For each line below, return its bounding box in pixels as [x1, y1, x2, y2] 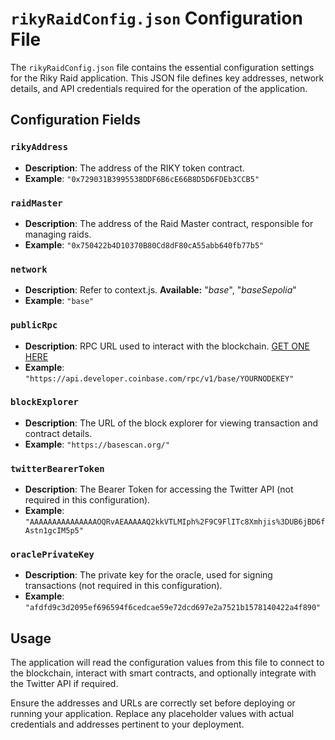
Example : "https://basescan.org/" [24, 438, 170, 450]
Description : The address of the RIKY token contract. [24, 162, 245, 174]
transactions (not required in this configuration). [24, 580, 223, 592]
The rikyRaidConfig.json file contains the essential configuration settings [10, 61, 315, 73]
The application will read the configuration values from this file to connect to [10, 657, 325, 669]
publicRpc [10, 320, 58, 331]
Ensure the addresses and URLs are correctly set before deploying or [10, 697, 296, 709]
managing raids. [24, 228, 92, 240]
